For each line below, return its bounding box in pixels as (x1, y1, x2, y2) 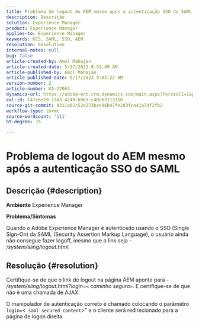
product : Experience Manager (6, 25, 78, 31)
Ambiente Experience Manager (6, 202, 83, 209)
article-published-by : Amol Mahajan (6, 69, 97, 75)
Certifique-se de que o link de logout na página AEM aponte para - (6, 276, 169, 283)
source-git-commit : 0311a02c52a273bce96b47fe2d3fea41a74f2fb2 (6, 102, 163, 108)
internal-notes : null (6, 47, 60, 53)
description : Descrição (6, 14, 65, 20)
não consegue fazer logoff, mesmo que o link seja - (6, 237, 132, 244)
